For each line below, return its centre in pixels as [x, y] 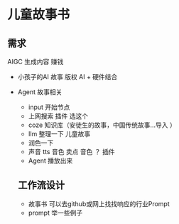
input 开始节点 [49, 107]
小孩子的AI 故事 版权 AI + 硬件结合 [67, 77]
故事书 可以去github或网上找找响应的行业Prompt [99, 203]
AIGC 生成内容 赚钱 [36, 62]
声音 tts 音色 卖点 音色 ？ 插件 [71, 152]
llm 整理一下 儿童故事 [59, 134]
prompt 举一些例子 [55, 213]
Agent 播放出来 [50, 161]
